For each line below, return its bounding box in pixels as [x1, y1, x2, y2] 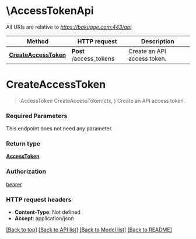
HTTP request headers [6, 195, 72, 203]
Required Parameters [6, 112, 68, 120]
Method [26, 37, 49, 45]
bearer [6, 181, 22, 188]
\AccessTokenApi [6, 4, 94, 18]
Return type [6, 140, 41, 148]
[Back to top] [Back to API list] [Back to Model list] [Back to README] [6, 226, 172, 233]
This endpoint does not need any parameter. [6, 125, 113, 132]
